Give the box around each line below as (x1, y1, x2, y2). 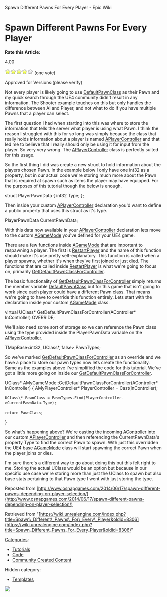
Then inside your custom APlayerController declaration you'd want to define (5, 202, 161, 208)
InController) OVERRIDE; (5, 314, 55, 320)
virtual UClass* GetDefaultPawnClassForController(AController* (5, 309, 136, 315)
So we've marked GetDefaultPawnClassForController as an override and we (5, 354, 161, 360)
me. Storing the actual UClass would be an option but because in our (5, 465, 147, 471)
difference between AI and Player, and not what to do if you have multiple (5, 105, 156, 111)
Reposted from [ (5, 485, 39, 491)
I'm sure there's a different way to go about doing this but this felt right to (5, 460, 156, 466)
